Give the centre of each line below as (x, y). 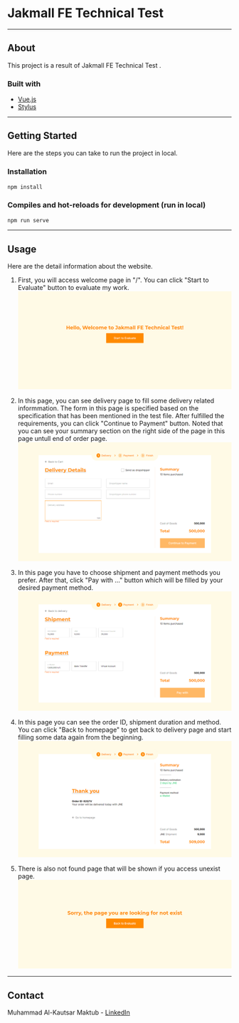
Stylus (27, 107)
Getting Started (42, 136)
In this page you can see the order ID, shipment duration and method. (119, 722)
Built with (24, 83)
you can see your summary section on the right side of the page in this (121, 431)
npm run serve (28, 221)
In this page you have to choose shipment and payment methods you (119, 573)
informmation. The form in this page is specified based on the (108, 408)
